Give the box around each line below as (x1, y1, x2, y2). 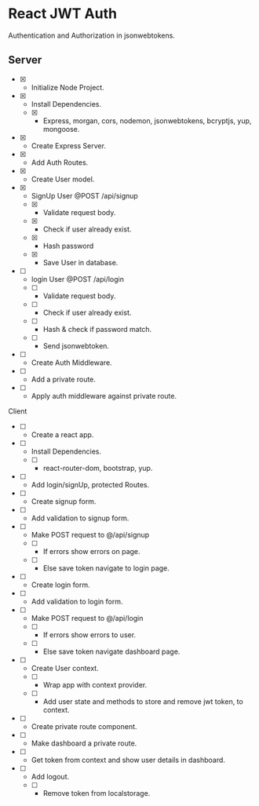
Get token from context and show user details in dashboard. (31, 755, 226, 764)
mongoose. (42, 124, 80, 133)
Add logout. (31, 771, 69, 781)
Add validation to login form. (31, 596, 123, 606)
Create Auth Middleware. (31, 358, 112, 367)
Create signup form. (31, 496, 97, 506)
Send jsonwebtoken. (42, 341, 110, 350)
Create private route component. (31, 721, 137, 731)
